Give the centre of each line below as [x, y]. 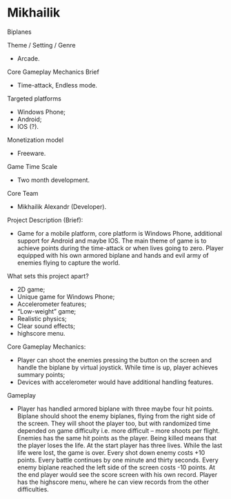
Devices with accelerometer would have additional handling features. [115, 382]
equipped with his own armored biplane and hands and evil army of [113, 255]
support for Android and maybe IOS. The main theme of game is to [112, 241]
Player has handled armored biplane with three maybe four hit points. [115, 409]
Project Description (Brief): [45, 220]
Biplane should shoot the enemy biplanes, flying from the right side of [116, 416]
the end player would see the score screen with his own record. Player [117, 474]
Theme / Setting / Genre [41, 45]
